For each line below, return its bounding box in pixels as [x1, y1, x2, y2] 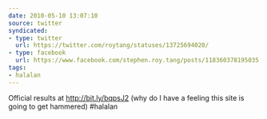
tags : [8, 64, 26, 72]
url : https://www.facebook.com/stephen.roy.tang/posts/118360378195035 [15, 57, 260, 65]
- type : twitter [8, 34, 62, 42]
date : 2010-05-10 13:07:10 [8, 11, 98, 20]
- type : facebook [8, 49, 66, 57]
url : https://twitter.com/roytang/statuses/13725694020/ [15, 42, 209, 50]
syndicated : [8, 26, 48, 34]
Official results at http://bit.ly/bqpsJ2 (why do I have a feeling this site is [8, 93, 245, 102]
